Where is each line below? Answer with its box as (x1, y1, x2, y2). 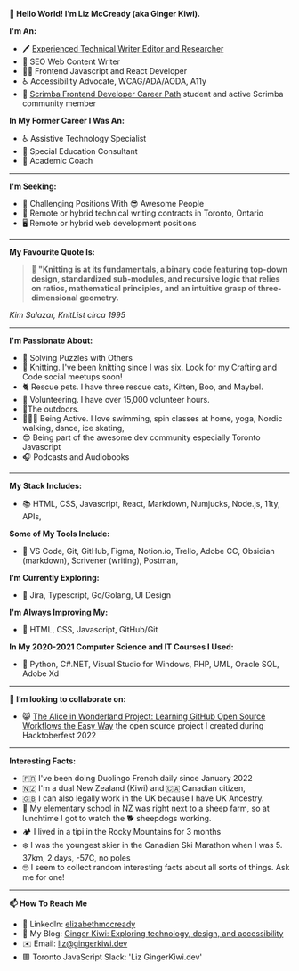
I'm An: (9, 26, 37, 36)
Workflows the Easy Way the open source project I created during (21, 721, 264, 730)
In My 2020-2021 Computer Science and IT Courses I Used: (9, 641, 234, 652)
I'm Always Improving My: (9, 607, 109, 617)
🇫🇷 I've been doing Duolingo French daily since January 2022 (21, 773, 253, 783)
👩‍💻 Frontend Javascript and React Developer (21, 66, 188, 76)
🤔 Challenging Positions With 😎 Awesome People (21, 199, 205, 208)
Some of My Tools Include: (9, 528, 110, 539)
